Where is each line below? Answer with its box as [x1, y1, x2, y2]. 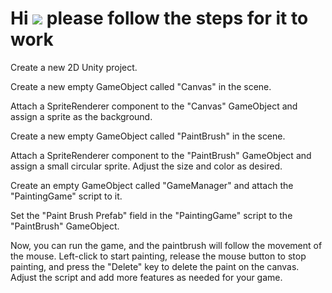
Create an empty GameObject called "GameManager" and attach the [10, 179, 294, 191]
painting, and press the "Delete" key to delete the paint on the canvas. [10, 260, 300, 272]
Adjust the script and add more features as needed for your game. [10, 271, 283, 283]
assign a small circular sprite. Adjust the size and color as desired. [10, 160, 283, 172]
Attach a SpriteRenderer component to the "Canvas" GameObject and [10, 100, 298, 112]
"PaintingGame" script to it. [10, 190, 123, 202]
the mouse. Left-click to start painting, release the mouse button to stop [10, 250, 307, 262]
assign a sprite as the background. [10, 110, 153, 122]
